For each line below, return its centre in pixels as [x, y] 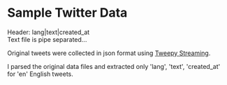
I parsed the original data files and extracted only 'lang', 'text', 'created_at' [114, 66]
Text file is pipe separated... [47, 39]
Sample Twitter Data [67, 13]
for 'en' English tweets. [40, 74]
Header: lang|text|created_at [49, 32]
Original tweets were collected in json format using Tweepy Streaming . [109, 53]
